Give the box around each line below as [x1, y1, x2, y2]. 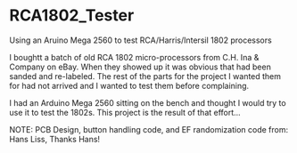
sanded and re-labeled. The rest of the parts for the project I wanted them [9, 70, 282, 81]
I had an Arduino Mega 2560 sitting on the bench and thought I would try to [9, 97, 287, 108]
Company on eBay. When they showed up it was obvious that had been [9, 61, 272, 72]
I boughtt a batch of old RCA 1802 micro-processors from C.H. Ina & [9, 52, 260, 62]
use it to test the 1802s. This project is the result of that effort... [9, 107, 241, 117]
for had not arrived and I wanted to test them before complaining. [9, 80, 250, 91]
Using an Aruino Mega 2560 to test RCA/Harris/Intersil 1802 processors [9, 35, 272, 45]
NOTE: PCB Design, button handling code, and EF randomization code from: [9, 124, 288, 134]
